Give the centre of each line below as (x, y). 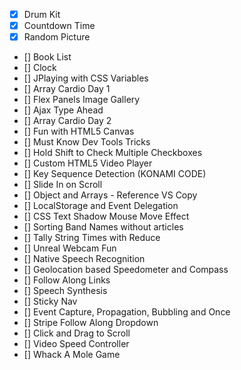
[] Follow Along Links (67, 280)
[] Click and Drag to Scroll (77, 333)
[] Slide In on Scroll (63, 185)
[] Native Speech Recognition (84, 259)
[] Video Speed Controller (76, 344)
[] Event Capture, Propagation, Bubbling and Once (127, 312)
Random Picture (57, 37)
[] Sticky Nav (50, 301)
